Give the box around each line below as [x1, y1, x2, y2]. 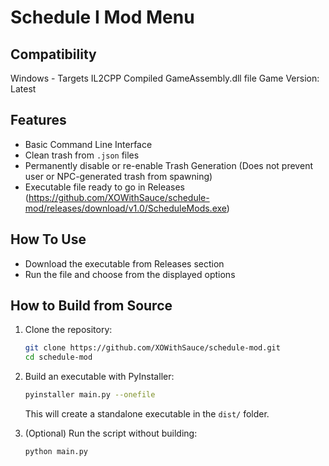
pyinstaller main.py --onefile [24, 390, 156, 400]
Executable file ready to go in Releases [24, 181, 186, 193]
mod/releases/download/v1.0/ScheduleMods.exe [24, 202, 227, 214]
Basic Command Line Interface [24, 138, 153, 150]
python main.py [24, 447, 89, 457]
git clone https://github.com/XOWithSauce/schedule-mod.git [24, 343, 281, 353]
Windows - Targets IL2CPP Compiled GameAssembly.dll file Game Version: [10, 72, 320, 84]
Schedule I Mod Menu [10, 6, 195, 29]
